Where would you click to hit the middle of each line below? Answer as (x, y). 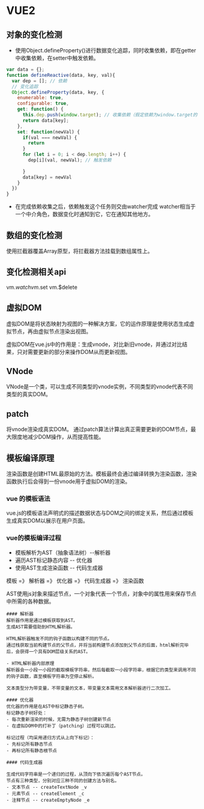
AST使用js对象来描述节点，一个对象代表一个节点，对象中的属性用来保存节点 (101, 593)
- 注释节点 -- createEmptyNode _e (48, 800)
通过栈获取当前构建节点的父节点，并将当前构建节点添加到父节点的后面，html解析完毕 (98, 645)
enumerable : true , (40, 98)
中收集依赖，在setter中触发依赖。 (57, 58)
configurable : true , (43, 104)
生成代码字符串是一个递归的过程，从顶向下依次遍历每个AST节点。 (76, 774)
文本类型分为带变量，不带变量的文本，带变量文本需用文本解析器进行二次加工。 (90, 688)
